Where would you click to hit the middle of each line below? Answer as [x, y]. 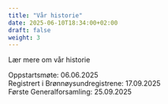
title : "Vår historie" [45, 15]
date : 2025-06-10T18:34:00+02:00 [63, 23]
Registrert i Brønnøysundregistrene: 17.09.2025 [84, 84]
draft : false [30, 30]
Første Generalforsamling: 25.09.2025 [70, 92]
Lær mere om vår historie [49, 60]
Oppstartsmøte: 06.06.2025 [53, 75]
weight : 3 [24, 37]
